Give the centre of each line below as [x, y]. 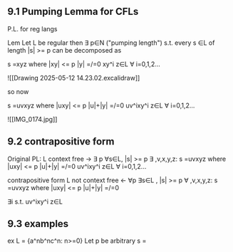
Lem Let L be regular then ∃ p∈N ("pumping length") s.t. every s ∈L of [111, 43]
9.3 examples [38, 224]
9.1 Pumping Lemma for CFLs [73, 12]
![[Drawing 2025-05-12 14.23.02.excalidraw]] [74, 78]
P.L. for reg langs [32, 28]
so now [18, 91]
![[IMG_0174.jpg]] [32, 119]
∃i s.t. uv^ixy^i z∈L [35, 201]
